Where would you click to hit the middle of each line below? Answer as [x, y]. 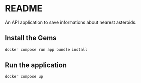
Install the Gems [31, 38]
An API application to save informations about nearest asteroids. [71, 22]
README [24, 9]
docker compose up [24, 77]
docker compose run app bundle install [46, 49]
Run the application [36, 65]
